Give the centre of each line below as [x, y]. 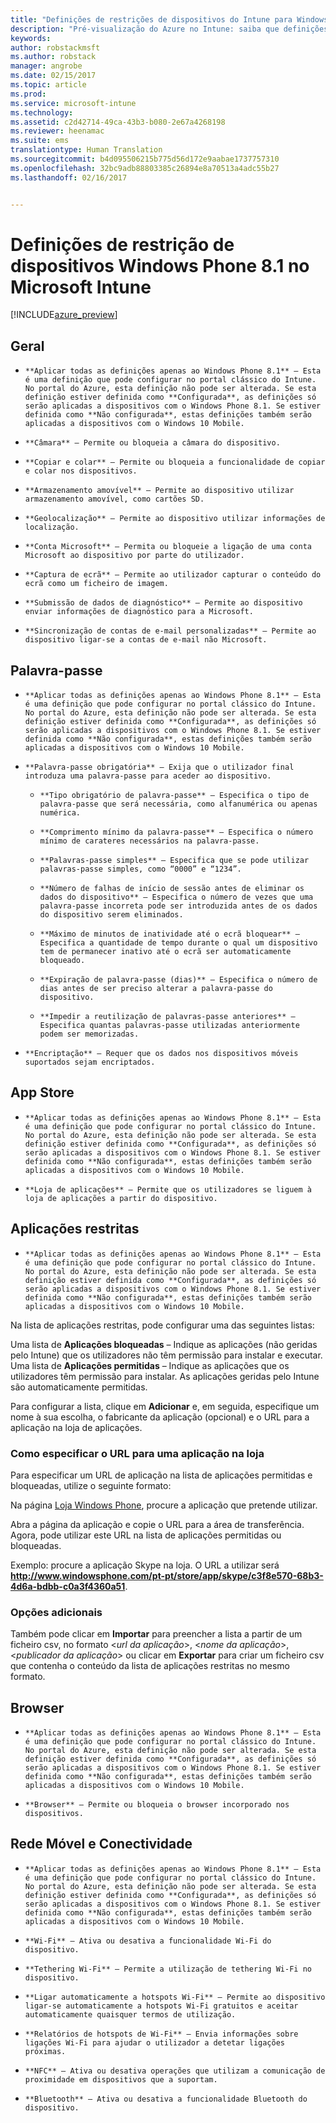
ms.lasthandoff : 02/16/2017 [69, 177]
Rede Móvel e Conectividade [101, 1844]
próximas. [45, 2051]
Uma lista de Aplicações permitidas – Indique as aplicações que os [150, 1365]
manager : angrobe [46, 66]
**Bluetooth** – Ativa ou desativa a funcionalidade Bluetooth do [166, 2099]
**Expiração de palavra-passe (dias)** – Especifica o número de [178, 980]
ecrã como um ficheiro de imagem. [96, 584]
